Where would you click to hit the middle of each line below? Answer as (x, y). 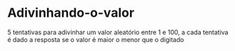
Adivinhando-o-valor (71, 13)
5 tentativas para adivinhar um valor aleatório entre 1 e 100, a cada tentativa (118, 32)
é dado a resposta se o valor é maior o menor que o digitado (96, 39)
